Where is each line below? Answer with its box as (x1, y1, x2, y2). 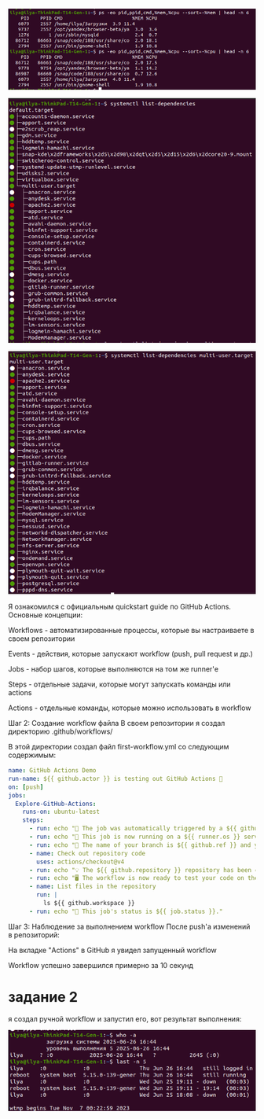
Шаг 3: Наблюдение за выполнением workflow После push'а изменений (8, 922, 251, 931)
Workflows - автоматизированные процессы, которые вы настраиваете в (8, 626, 255, 635)
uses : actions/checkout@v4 (36, 858, 125, 866)
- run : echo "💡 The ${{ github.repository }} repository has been (28, 866, 252, 874)
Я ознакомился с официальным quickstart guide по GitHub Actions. (8, 602, 232, 611)
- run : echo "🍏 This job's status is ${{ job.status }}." (28, 907, 223, 915)
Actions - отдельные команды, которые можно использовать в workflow (8, 703, 251, 712)
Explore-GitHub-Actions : (15, 800, 97, 808)
